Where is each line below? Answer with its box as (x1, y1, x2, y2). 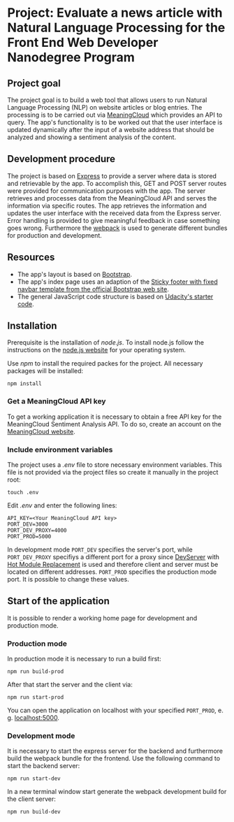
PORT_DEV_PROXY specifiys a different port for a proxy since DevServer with (7, 553, 220, 561)
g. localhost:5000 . (7, 714, 59, 722)
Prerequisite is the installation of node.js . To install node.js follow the (7, 338, 205, 347)
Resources (7, 252, 55, 264)
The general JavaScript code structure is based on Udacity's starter (17, 292, 214, 301)
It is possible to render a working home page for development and (7, 614, 198, 622)
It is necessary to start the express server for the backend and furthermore (7, 747, 224, 756)
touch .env (7, 489, 39, 496)
